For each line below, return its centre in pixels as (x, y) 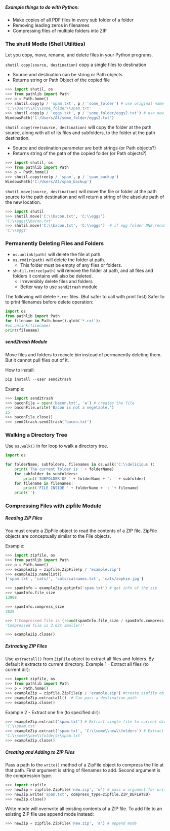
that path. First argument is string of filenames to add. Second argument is (83, 770)
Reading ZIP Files (24, 518)
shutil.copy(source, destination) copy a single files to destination (76, 65)
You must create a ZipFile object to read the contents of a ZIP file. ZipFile (81, 531)
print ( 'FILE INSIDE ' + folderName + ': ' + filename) (81, 488)
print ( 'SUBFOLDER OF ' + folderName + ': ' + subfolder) (84, 479)
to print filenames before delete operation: (49, 302)
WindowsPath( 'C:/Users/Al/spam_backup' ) (49, 181)
